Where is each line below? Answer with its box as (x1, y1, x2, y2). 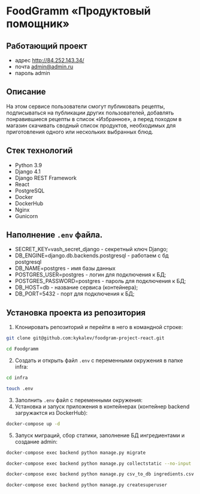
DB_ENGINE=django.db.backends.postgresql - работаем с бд (14, 252, 169, 259)
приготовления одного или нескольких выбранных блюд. (6, 128, 154, 135)
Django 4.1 (14, 168, 41, 175)
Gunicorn (14, 212, 38, 219)
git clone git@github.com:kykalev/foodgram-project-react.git (6, 335, 165, 341)
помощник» (6, 17, 70, 31)
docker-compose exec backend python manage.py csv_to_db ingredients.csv (6, 471, 195, 477)
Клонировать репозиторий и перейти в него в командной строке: (14, 324, 183, 331)
